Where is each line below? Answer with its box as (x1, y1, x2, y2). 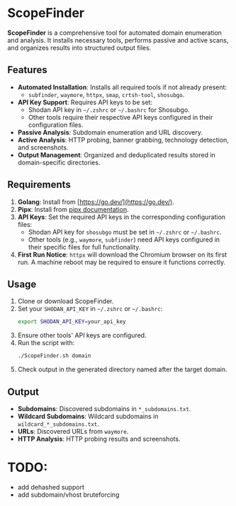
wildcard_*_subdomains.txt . (17, 420, 99, 428)
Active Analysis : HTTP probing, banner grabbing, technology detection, (17, 135, 229, 144)
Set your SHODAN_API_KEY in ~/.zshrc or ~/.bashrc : (17, 305, 163, 313)
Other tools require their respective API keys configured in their (28, 113, 213, 121)
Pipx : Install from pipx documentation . (17, 205, 129, 213)
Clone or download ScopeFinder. (17, 297, 114, 305)
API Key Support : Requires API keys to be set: (17, 98, 153, 106)
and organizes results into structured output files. (7, 43, 152, 52)
